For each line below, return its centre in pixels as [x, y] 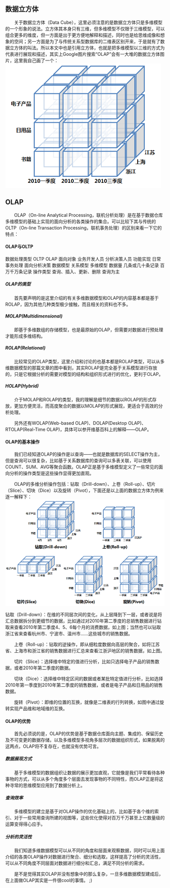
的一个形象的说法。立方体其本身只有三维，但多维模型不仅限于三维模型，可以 [85, 28]
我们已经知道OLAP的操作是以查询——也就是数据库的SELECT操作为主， [88, 454]
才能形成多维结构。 [25, 336]
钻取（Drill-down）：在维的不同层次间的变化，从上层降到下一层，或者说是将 [84, 615]
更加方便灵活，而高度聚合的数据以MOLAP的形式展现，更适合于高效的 [86, 406]
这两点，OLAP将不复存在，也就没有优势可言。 [53, 746]
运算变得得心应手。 [25, 824]
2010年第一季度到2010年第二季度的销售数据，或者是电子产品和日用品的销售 [84, 685]
